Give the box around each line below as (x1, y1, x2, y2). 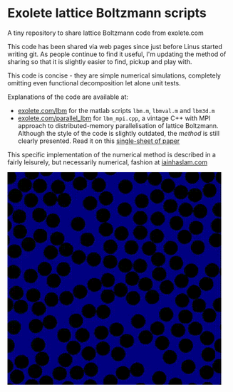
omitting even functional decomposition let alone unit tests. (7, 78, 181, 87)
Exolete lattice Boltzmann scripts (7, 5, 207, 21)
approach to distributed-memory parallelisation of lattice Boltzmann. (17, 121, 219, 129)
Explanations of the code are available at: (7, 92, 129, 101)
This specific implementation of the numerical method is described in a (7, 150, 216, 159)
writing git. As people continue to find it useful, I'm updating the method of (7, 50, 227, 58)
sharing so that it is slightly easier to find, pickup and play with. (7, 57, 192, 65)
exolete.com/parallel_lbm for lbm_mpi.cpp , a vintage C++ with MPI (17, 114, 211, 122)
